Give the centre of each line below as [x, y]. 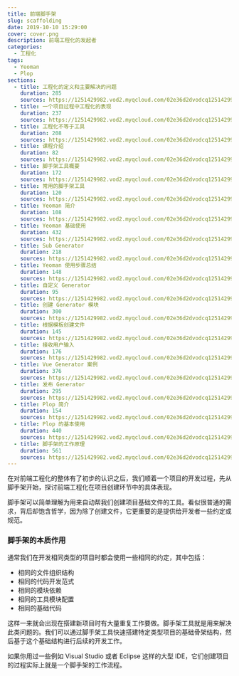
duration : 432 [41, 232]
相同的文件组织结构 [46, 572]
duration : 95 [39, 292]
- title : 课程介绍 [39, 147]
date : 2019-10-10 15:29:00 [47, 27]
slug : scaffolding [34, 21]
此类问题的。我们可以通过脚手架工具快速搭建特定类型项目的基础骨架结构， [116, 632]
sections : [22, 80]
